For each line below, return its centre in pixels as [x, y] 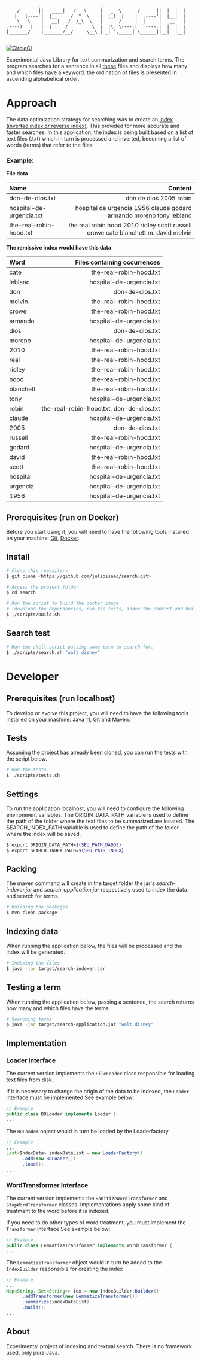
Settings [22, 794]
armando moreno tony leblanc [150, 215]
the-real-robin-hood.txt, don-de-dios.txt [101, 409]
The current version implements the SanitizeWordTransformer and [87, 1198]
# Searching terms [29, 1019]
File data [17, 174]
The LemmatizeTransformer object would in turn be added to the [84, 1262]
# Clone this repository [37, 571]
